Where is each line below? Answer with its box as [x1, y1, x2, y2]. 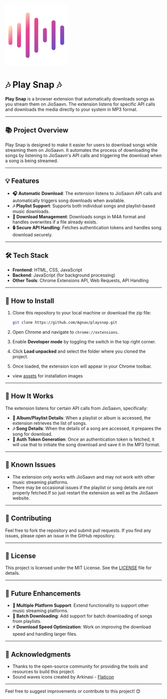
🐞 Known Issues [5, 461, 56, 469]
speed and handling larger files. [12, 631, 78, 637]
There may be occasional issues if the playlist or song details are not [12, 484, 153, 491]
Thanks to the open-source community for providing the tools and [12, 663, 148, 669]
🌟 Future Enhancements [5, 589, 81, 598]
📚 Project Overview [5, 126, 69, 135]
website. [12, 495, 30, 501]
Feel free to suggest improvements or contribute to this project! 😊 [5, 688, 141, 694]
